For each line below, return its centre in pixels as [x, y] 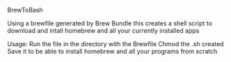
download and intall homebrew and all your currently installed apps [103, 31]
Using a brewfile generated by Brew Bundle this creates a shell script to [110, 23]
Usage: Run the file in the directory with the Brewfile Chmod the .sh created [115, 44]
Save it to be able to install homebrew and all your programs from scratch [112, 51]
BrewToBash [25, 10]
